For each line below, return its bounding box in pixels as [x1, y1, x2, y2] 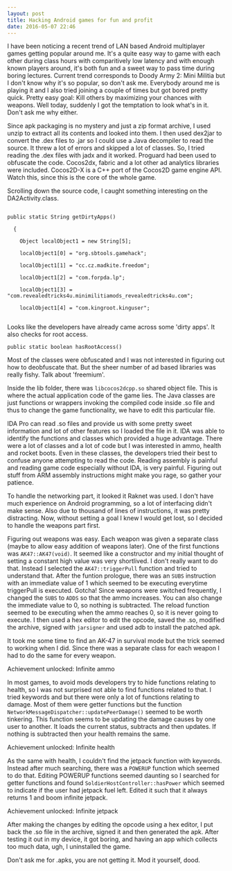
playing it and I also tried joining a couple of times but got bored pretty [7, 86, 208, 94]
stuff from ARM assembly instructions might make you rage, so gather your [7, 471, 222, 479]
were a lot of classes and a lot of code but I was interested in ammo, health [7, 442, 222, 450]
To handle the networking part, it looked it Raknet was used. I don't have [7, 492, 214, 500]
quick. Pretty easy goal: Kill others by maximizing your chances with [7, 94, 202, 102]
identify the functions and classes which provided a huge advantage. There [7, 434, 223, 442]
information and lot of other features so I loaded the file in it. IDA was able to [7, 427, 225, 435]
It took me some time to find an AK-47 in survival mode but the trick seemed [7, 637, 225, 645]
